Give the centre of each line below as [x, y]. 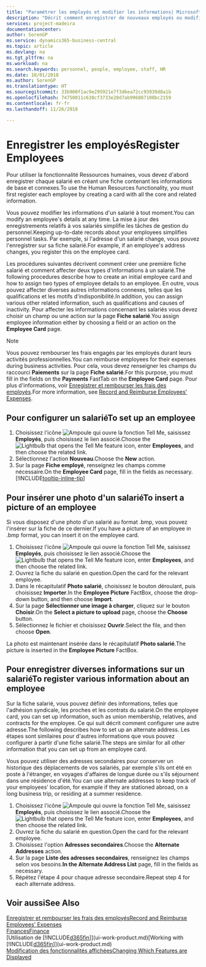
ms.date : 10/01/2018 [33, 75]
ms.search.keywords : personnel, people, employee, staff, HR [86, 69]
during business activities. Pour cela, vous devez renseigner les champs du [101, 366]
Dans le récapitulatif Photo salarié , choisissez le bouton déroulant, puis [105, 586]
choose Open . [33, 632]
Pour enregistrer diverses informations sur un [96, 670]
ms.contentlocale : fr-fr [38, 103]
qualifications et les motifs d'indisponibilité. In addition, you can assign [95, 297]
